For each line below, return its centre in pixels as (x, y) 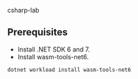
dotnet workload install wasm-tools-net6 (69, 70)
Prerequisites (38, 32)
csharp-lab (23, 10)
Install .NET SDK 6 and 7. (54, 49)
